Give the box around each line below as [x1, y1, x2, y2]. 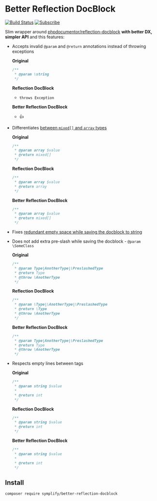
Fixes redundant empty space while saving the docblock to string [12, 229, 143, 235]
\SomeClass [12, 244, 34, 249]
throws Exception [19, 95, 55, 100]
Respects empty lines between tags [12, 360, 84, 366]
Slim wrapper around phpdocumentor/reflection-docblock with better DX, [5, 29, 152, 34]
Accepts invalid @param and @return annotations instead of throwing [12, 43, 146, 49]
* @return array [14, 184, 47, 189]
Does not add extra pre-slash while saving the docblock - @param [12, 238, 141, 244]
